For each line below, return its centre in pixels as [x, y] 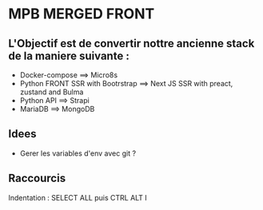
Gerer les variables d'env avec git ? [78, 153]
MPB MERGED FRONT [82, 14]
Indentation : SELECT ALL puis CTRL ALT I [78, 197]
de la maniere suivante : [69, 55]
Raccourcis [37, 178]
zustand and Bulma [52, 92]
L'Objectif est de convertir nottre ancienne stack [131, 44]
